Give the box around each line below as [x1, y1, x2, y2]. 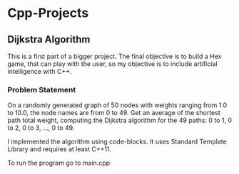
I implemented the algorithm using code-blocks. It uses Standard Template [7, 137, 227, 146]
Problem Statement [7, 85, 76, 94]
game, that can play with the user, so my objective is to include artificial [7, 60, 218, 68]
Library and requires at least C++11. [7, 145, 112, 153]
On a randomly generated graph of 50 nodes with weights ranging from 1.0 [7, 101, 228, 109]
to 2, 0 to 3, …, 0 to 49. [7, 124, 75, 132]
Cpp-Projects [7, 5, 89, 21]
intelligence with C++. [7, 67, 72, 75]
